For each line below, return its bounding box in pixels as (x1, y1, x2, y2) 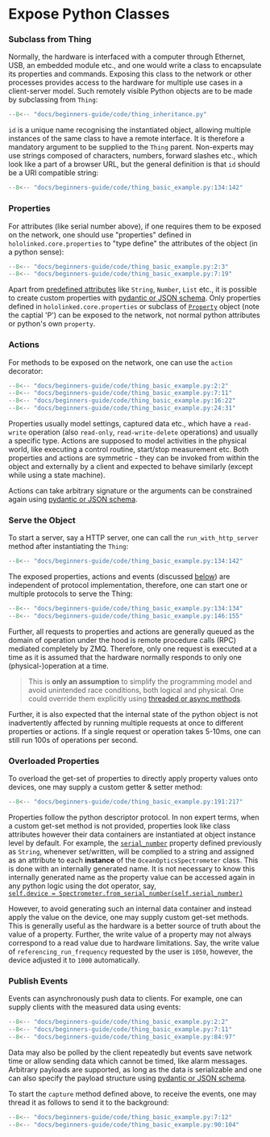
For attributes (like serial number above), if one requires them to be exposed (8, 221, 262, 231)
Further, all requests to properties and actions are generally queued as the (8, 627, 255, 636)
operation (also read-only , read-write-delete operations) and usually (27, 427, 259, 437)
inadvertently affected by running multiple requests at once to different (8, 718, 244, 728)
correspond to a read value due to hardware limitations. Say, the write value (8, 938, 260, 948)
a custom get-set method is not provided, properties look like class (8, 821, 231, 831)
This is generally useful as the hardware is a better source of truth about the (8, 921, 261, 931)
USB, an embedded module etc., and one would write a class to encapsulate (8, 61, 262, 70)
